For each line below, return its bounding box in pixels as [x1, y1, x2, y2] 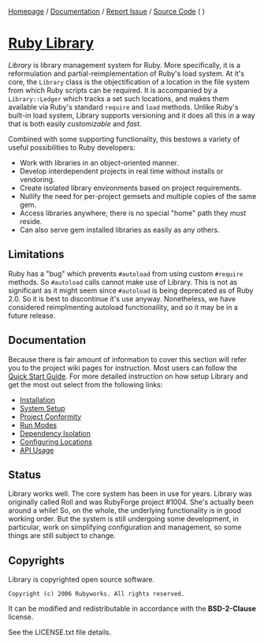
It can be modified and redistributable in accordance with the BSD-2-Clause [8, 604, 256, 614]
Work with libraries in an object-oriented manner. [19, 158, 179, 167]
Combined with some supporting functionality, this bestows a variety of [8, 134, 240, 144]
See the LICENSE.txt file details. [8, 627, 112, 637]
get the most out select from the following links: [8, 379, 163, 389]
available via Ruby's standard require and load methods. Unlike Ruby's [8, 102, 239, 111]
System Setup [19, 403, 65, 413]
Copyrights [8, 554, 65, 567]
